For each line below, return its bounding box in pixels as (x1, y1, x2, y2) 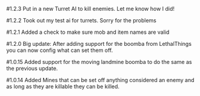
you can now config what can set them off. (6, 46, 113, 54)
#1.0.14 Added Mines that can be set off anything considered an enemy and (6, 77, 195, 83)
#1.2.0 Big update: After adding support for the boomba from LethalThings (6, 40, 192, 47)
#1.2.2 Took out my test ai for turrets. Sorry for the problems (6, 17, 156, 24)
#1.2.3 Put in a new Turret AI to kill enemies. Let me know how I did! (6, 5, 175, 12)
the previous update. (6, 65, 58, 72)
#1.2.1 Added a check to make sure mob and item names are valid (6, 28, 170, 36)
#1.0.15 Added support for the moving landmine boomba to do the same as (6, 59, 192, 65)
